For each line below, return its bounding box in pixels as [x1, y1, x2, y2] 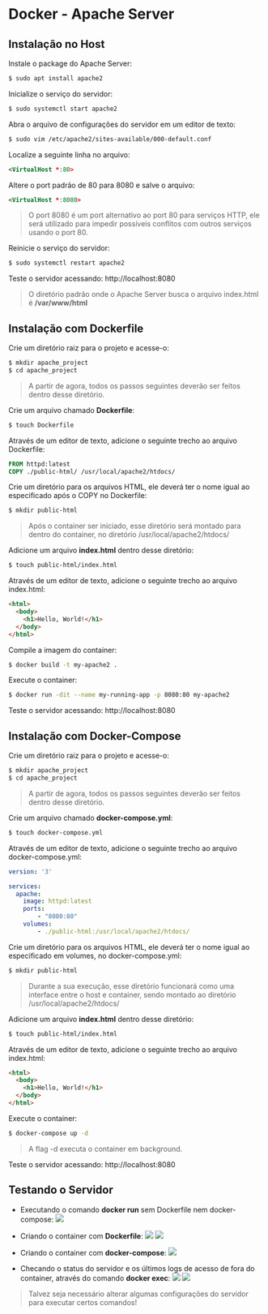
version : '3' [8, 867, 53, 876]
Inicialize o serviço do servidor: [8, 88, 113, 98]
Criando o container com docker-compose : [19, 1247, 167, 1257]
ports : [23, 905, 45, 913]
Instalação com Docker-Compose [8, 729, 181, 743]
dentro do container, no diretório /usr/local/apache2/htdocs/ [28, 530, 230, 539]
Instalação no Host [8, 37, 105, 51]
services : [8, 882, 42, 891]
